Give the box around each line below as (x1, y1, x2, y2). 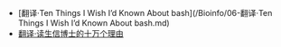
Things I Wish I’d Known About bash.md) (17, 18, 170, 28)
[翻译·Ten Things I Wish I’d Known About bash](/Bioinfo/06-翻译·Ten (17, 8, 273, 18)
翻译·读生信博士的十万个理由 (17, 28, 124, 38)
